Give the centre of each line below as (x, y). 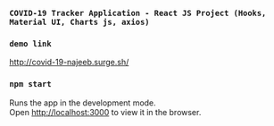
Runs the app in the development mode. (83, 103)
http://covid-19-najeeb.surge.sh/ (69, 63)
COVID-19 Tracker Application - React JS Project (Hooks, (138, 13)
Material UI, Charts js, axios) (79, 22)
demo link (30, 43)
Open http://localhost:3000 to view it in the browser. (105, 112)
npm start (30, 84)
